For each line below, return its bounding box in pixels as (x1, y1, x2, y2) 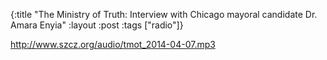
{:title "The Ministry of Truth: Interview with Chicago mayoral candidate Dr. (10, 9, 318, 20)
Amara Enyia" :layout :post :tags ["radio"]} (10, 19, 184, 31)
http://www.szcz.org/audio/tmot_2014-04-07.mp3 (10, 39, 216, 50)
